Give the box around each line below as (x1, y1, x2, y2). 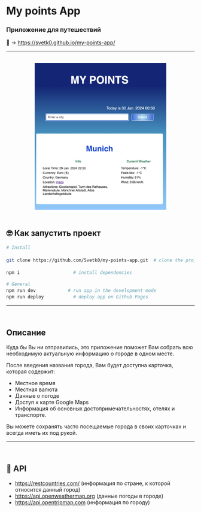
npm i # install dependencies (6, 270, 133, 276)
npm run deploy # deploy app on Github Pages (6, 294, 148, 300)
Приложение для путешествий (6, 26, 102, 34)
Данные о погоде (14, 392, 60, 399)
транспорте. (14, 411, 47, 418)
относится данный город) (14, 486, 81, 493)
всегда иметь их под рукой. (6, 429, 78, 436)
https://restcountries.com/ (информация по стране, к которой (14, 480, 170, 487)
